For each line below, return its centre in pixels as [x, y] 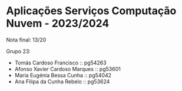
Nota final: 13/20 [26, 40]
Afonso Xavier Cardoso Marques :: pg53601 [67, 69]
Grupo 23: [19, 51]
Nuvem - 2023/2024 [58, 23]
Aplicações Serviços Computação [91, 11]
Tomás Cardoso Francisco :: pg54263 [61, 63]
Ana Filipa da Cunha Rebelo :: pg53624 [62, 82]
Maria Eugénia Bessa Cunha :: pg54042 [63, 75]
